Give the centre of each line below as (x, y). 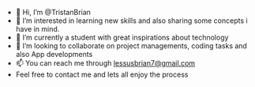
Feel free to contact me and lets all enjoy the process (102, 74)
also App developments (54, 54)
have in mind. (37, 29)
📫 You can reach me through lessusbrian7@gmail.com (105, 63)
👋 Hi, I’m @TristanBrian (53, 12)
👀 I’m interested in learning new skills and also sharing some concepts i (131, 21)
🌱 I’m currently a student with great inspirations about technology (122, 37)
